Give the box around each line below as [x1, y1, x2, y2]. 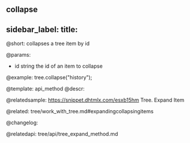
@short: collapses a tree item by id [6, 40, 90, 47]
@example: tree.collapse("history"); [6, 74, 92, 81]
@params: [6, 51, 31, 58]
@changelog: [6, 119, 39, 126]
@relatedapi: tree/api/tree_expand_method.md [6, 131, 119, 138]
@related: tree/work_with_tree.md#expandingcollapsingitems [6, 108, 154, 115]
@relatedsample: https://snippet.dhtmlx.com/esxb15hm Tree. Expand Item [6, 96, 185, 104]
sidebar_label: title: [6, 25, 78, 34]
